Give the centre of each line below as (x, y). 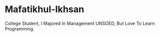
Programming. (20, 28)
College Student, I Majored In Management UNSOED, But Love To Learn (80, 23)
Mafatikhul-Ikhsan (44, 9)
